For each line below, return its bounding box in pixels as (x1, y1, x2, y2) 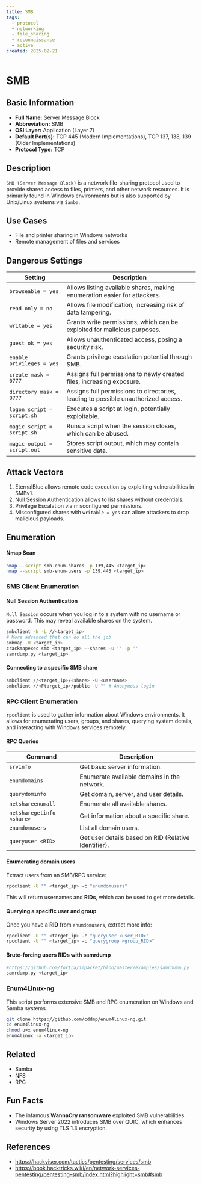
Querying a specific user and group (6, 907, 97, 914)
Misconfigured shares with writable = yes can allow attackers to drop (14, 509, 189, 516)
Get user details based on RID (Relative (79, 834, 190, 842)
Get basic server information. (79, 763, 162, 771)
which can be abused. (66, 430, 129, 438)
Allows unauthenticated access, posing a (66, 335, 182, 344)
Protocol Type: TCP (14, 146, 65, 153)
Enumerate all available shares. (79, 800, 167, 808)
